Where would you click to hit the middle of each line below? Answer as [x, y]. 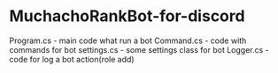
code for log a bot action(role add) [72, 59]
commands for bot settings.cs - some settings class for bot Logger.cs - [139, 49]
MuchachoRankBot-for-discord [127, 16]
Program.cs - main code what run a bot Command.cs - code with [128, 40]
